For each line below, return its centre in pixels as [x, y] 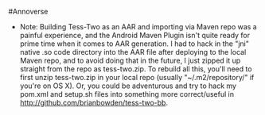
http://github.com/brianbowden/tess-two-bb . [94, 103]
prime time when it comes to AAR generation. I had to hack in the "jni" [134, 44]
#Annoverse [28, 11]
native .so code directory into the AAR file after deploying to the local [133, 52]
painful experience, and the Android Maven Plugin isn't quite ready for [135, 35]
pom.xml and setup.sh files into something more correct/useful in [127, 94]
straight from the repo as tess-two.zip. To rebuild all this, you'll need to [136, 69]
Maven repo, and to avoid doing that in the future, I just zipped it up [130, 60]
